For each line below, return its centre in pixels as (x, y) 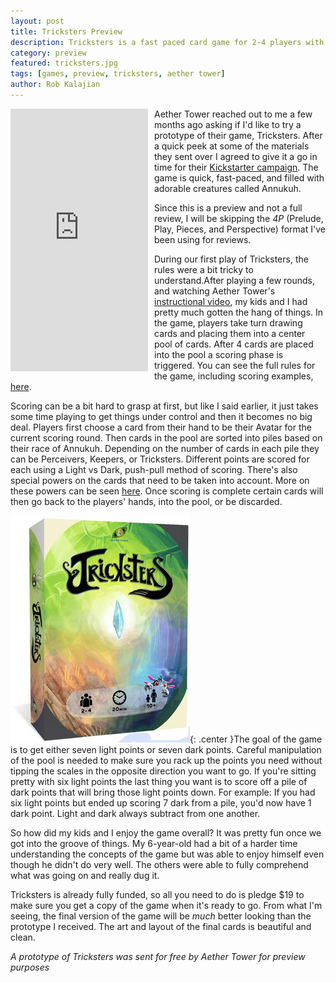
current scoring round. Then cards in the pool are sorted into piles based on (166, 437)
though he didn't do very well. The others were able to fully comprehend (159, 864)
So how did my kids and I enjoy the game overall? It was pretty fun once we (166, 832)
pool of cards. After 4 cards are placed (234, 344)
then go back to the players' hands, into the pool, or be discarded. (146, 501)
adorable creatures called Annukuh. (228, 188)
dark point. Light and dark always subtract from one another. (135, 813)
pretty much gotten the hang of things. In (239, 312)
